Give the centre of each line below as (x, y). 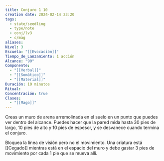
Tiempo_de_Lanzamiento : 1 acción (40, 56)
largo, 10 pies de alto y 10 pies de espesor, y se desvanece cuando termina (82, 127)
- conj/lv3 (21, 33)
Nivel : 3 (14, 47)
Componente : (17, 65)
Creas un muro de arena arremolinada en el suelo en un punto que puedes (82, 117)
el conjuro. (16, 133)
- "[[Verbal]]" (25, 70)
